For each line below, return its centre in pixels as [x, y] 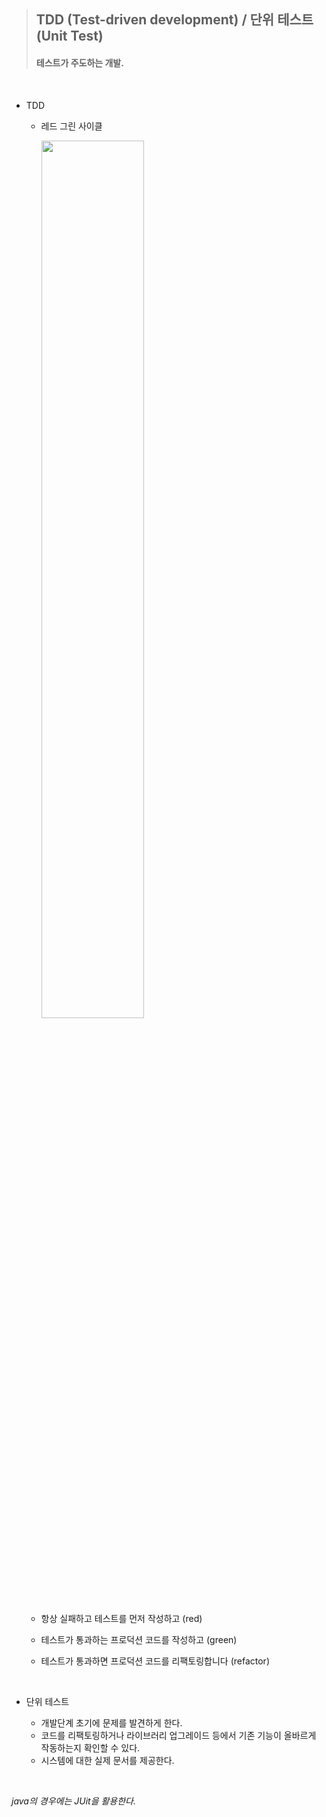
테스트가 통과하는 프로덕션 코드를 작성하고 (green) [139, 1639]
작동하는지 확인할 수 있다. [90, 1747]
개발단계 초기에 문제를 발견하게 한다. [111, 1722]
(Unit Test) [69, 36]
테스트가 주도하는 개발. [79, 62]
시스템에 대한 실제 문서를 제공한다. [107, 1760]
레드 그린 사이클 [71, 126]
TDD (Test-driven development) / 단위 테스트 [174, 20]
